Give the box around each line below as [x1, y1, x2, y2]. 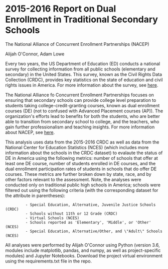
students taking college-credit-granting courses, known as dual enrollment [5, 102, 160, 108]
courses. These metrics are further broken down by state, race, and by [5, 171, 151, 177]
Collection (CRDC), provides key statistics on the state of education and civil [5, 77, 163, 83]
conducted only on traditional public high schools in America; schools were [5, 182, 160, 188]
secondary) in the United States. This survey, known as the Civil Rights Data [5, 71, 162, 77]
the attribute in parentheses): [5, 192, 65, 198]
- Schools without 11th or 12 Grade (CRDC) [25, 211, 118, 216]
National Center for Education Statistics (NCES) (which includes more [5, 144, 149, 150]
